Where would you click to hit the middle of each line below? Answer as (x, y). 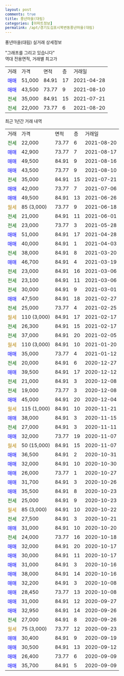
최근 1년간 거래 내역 (24, 121)
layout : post (18, 10)
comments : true (21, 14)
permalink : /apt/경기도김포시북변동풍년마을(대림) (50, 28)
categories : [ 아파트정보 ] (29, 23)
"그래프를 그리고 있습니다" (30, 53)
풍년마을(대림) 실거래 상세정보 (33, 43)
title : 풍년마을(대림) (25, 19)
